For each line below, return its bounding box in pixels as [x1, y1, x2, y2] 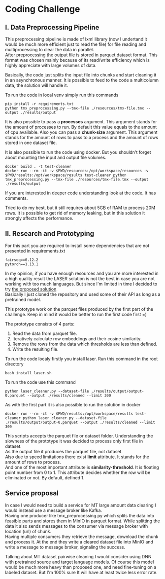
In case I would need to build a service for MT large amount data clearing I [5, 502, 156, 508]
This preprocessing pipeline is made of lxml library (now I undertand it [5, 36, 147, 42]
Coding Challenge [5, 3, 80, 15]
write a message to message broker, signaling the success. [5, 544, 126, 550]
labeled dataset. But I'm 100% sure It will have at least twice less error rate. [5, 569, 158, 575]
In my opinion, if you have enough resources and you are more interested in [5, 270, 159, 276]
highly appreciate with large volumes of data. [5, 63, 97, 68]
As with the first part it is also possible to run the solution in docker [5, 401, 141, 407]
